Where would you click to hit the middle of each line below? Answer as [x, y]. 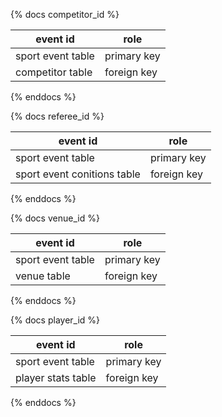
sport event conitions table [78, 174]
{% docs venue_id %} [55, 218]
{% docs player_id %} [55, 320]
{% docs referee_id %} [57, 116]
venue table [43, 276]
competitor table [54, 72]
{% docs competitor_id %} [65, 14]
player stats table [56, 377]
